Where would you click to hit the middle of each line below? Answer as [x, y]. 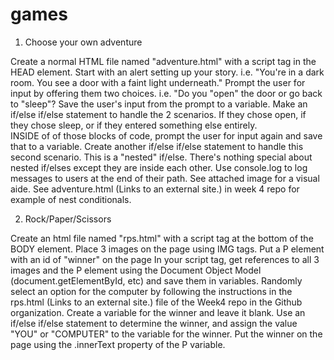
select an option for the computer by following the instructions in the [151, 291]
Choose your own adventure [83, 42]
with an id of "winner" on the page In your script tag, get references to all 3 [165, 259]
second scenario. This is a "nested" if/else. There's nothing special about [161, 157]
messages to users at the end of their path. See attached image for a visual [165, 178]
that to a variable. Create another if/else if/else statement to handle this [157, 146]
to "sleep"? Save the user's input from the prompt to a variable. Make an [159, 104]
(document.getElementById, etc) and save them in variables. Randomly [156, 280]
